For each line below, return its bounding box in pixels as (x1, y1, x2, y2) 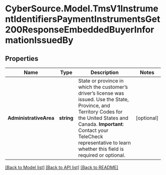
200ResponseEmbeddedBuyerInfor (5, 24, 155, 35)
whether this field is (78, 146, 124, 152)
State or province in (78, 77, 124, 84)
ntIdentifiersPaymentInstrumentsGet (5, 13, 161, 25)
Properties (5, 54, 39, 62)
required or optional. (78, 152, 125, 159)
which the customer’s (78, 84, 128, 90)
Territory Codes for (78, 109, 123, 115)
